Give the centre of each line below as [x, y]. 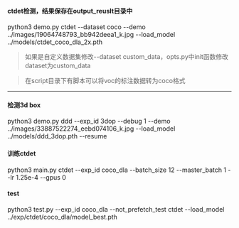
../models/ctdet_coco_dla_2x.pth [55, 42]
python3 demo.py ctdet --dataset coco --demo [76, 27]
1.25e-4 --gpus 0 [41, 177]
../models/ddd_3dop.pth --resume [57, 136]
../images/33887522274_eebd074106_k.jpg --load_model [91, 129]
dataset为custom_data [58, 66]
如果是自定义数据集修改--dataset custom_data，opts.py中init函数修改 [127, 57]
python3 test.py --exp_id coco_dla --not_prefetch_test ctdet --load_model [116, 209]
